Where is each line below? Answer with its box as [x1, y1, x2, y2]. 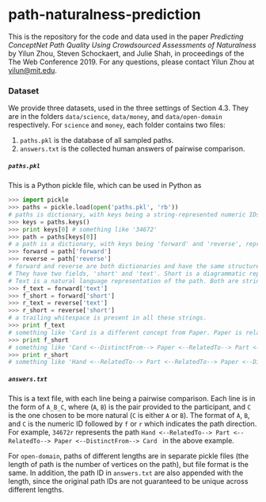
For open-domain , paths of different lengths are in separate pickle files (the [8, 451, 249, 461]
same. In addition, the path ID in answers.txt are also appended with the [8, 468, 244, 477]
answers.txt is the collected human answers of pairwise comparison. [19, 144, 245, 154]
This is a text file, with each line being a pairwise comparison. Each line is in [8, 394, 256, 404]
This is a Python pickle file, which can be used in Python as [8, 181, 202, 190]
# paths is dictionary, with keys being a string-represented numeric [8, 210, 246, 219]
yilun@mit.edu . [8, 65, 58, 75]
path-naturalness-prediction [8, 6, 202, 24]
